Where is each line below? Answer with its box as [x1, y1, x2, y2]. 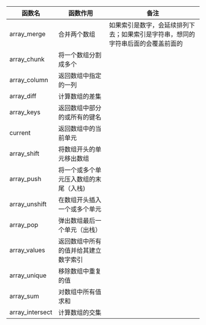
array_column [9, 76, 48, 84]
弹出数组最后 [58, 216, 96, 224]
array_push [9, 175, 42, 183]
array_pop [9, 221, 39, 229]
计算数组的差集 [58, 92, 102, 101]
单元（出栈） [64, 226, 102, 234]
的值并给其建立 [58, 247, 102, 254]
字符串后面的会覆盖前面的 [109, 39, 183, 48]
